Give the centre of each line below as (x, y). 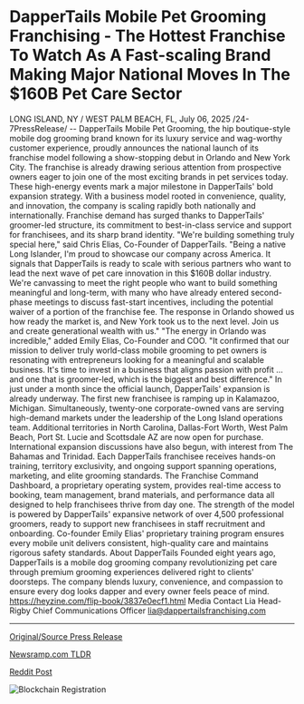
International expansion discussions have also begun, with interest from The (152, 446)
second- (266, 292)
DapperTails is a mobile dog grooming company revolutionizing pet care (143, 562)
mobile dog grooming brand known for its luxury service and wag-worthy (146, 138)
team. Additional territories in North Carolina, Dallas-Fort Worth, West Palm (149, 427)
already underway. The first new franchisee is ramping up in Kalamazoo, (144, 398)
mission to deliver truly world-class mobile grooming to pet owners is (138, 350)
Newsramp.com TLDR (50, 654)
